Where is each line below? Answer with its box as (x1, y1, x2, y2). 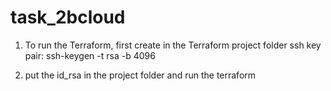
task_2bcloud (10, 6, 126, 29)
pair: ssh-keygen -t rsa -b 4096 (24, 49, 156, 61)
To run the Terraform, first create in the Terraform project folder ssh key (24, 39, 322, 51)
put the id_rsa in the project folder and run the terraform (24, 69, 257, 81)
